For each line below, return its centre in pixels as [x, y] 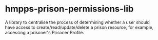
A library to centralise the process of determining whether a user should [78, 22]
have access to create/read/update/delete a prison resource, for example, [79, 27]
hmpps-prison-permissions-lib [69, 9]
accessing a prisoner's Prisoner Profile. [45, 32]
